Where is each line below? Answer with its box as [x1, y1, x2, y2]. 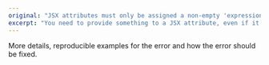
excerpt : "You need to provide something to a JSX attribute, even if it [8, 19, 260, 27]
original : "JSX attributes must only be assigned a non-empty [8, 11, 220, 20]
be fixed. [8, 49, 38, 59]
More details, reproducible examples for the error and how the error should [8, 40, 256, 50]
